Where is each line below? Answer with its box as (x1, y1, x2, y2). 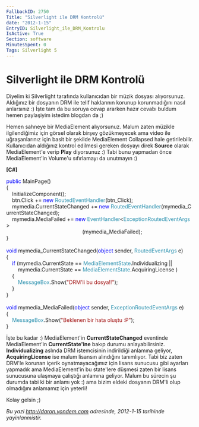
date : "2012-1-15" (6, 20, 52, 26)
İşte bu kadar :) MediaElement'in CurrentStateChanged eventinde (6, 334, 168, 341)
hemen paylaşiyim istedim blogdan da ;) (6, 111, 104, 119)
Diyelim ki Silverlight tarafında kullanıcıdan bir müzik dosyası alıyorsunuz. (6, 93, 185, 100)
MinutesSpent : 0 (6, 42, 46, 48)
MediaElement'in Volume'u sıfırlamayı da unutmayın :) (6, 154, 138, 162)
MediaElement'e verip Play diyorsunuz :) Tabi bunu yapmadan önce (6, 148, 172, 155)
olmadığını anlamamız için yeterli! (6, 384, 87, 392)
